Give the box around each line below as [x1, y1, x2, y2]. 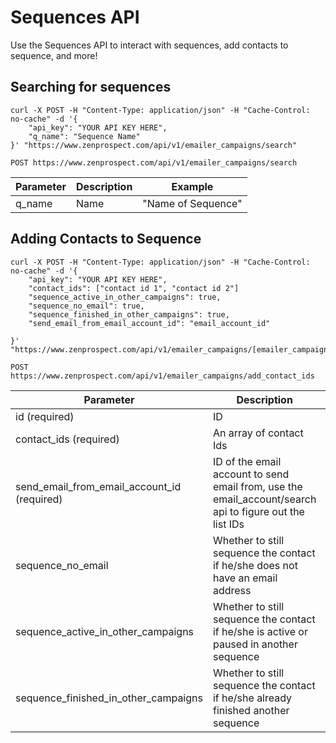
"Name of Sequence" [142, 196, 243, 210]
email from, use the [212, 479, 303, 493]
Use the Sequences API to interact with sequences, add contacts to [10, 39, 289, 51]
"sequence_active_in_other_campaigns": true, [28, 292, 222, 302]
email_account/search [212, 492, 317, 506]
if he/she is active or [212, 624, 308, 638]
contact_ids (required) [15, 432, 120, 446]
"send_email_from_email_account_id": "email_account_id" [28, 318, 271, 328]
